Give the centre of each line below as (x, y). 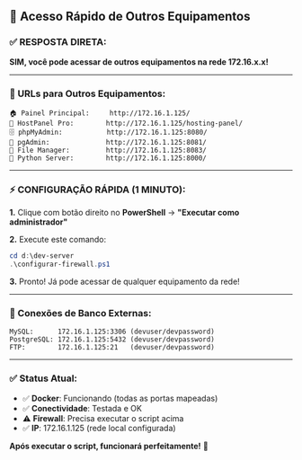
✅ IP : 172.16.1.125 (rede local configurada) (99, 428)
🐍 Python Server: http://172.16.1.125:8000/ (108, 158)
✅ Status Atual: (44, 378)
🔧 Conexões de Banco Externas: (80, 313)
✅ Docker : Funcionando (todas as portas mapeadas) (120, 398)
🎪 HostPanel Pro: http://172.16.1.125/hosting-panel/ (126, 123)
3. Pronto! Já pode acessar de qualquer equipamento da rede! (124, 282)
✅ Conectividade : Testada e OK (82, 408)
